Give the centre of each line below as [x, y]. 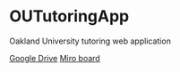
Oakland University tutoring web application [90, 41]
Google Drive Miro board [55, 58]
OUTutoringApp [69, 16]
